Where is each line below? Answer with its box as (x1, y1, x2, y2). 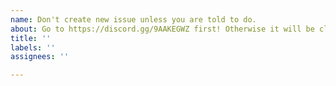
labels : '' (10, 42, 56, 53)
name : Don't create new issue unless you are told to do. (10, 14, 257, 25)
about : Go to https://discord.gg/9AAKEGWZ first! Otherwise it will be (10, 24, 315, 34)
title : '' (10, 33, 52, 43)
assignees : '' (10, 52, 70, 62)
